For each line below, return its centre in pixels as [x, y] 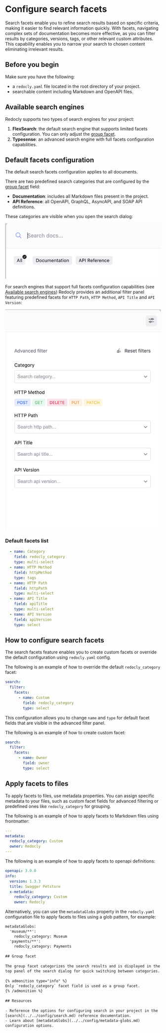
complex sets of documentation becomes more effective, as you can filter [80, 33]
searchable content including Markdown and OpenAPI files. [73, 91]
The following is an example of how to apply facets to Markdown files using [82, 816]
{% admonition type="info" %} [36, 981]
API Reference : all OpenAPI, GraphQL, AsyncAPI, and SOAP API [77, 202]
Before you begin [32, 65]
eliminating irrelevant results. [35, 49]
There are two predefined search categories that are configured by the [77, 181]
